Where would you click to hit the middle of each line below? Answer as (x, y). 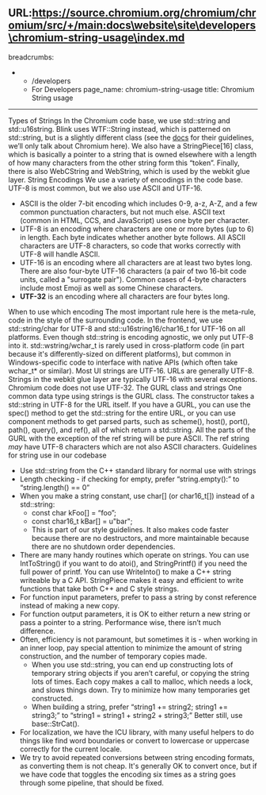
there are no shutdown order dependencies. (103, 546)
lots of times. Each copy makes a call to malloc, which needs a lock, (142, 681)
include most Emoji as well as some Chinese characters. (111, 288)
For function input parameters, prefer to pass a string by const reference (138, 597)
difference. (37, 631)
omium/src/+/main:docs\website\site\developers (132, 26)
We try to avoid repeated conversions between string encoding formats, (137, 757)
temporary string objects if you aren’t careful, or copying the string (140, 673)
